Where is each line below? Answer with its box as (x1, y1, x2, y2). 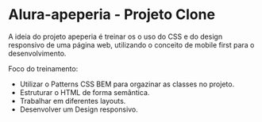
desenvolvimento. (8, 48, 67, 58)
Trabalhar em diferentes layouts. (19, 96, 126, 105)
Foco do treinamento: (8, 63, 79, 73)
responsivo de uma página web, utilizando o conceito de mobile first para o (8, 40, 255, 49)
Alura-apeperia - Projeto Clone (8, 6, 216, 24)
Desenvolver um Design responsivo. (19, 105, 139, 114)
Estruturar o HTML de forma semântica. (19, 87, 150, 97)
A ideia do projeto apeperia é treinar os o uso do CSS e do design (8, 32, 223, 41)
